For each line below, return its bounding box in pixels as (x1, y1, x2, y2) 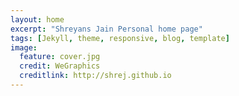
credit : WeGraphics (19, 61, 101, 71)
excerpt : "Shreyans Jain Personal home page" (10, 24, 203, 34)
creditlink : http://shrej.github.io (19, 71, 172, 81)
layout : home (10, 14, 65, 25)
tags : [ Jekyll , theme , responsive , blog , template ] (10, 33, 230, 43)
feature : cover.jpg (19, 52, 101, 62)
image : (10, 42, 38, 53)
